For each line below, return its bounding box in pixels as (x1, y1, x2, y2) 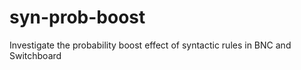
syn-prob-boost (9, 6, 146, 29)
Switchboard (9, 49, 62, 61)
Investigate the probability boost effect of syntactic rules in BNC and (9, 39, 292, 51)
